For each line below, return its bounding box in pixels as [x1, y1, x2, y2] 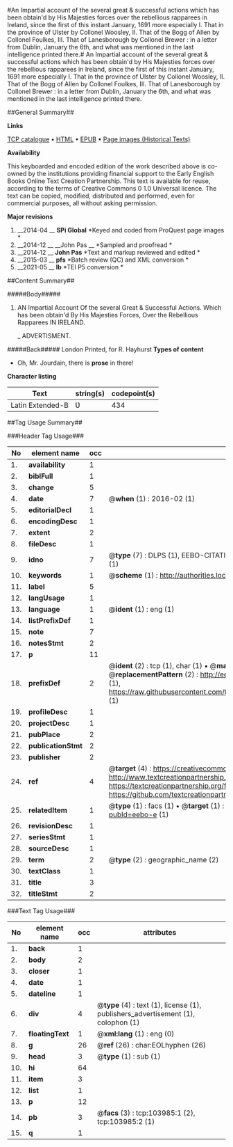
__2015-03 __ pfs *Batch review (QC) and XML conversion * [17, 255, 189, 264]
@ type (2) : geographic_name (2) [108, 855, 219, 864]
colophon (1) [96, 1018, 140, 1027]
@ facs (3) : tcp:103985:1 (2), [96, 1108, 196, 1118]
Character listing [7, 372, 57, 380]
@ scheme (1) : [108, 571, 158, 580]
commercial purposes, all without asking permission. [7, 199, 158, 207]
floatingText [28, 1029, 69, 1038]
